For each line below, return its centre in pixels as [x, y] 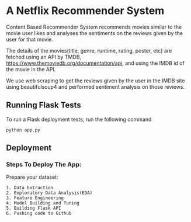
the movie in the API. [31, 69]
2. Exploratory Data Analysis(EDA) [49, 193]
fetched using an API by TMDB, [44, 57]
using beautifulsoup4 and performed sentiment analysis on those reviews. [95, 86]
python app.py [23, 130]
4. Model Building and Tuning [43, 203]
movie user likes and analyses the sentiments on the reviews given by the [94, 33]
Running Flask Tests [44, 105]
